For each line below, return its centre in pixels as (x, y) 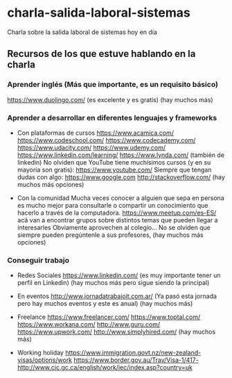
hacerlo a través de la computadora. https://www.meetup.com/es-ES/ (117, 213)
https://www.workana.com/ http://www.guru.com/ (89, 324)
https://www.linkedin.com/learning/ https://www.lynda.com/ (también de (121, 155)
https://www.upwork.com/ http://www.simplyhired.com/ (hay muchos (116, 332)
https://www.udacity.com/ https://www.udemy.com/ (91, 147)
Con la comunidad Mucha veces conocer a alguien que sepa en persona (121, 198)
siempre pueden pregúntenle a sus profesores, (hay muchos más (110, 235)
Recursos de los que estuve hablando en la (101, 54)
